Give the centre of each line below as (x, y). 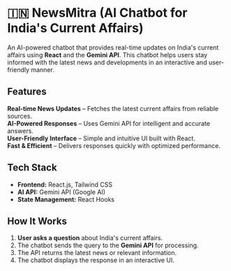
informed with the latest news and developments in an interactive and (107, 62)
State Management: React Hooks (66, 199)
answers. (20, 131)
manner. (43, 69)
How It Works (37, 221)
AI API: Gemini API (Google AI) (61, 192)
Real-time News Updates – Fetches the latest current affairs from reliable (113, 108)
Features (27, 92)
